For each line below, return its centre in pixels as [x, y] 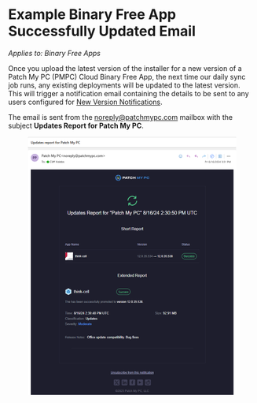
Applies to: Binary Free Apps [54, 53]
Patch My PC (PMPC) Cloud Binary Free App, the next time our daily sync [127, 76]
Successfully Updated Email [102, 31]
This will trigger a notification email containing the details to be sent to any [128, 93]
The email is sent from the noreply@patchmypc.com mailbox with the [121, 117]
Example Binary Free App [92, 15]
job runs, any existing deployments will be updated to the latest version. [125, 85]
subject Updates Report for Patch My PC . [76, 125]
